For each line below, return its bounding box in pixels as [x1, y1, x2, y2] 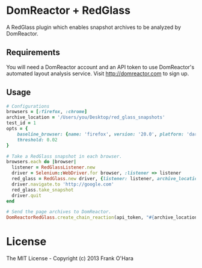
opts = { [6, 126, 28, 132]
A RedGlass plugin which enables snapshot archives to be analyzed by [6, 23, 182, 31]
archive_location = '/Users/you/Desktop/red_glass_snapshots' [6, 114, 165, 120]
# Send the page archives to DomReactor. [6, 209, 112, 215]
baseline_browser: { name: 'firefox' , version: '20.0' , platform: [17, 131, 185, 137]
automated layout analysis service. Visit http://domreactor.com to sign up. [6, 70, 189, 77]
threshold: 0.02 [17, 137, 58, 143]
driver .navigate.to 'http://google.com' [11, 181, 114, 187]
